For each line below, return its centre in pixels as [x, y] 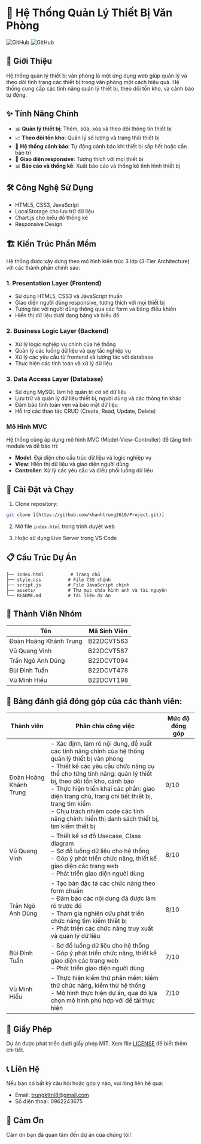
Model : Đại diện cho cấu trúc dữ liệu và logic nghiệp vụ [83, 458]
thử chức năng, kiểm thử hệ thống [98, 985]
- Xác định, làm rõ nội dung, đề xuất [101, 743]
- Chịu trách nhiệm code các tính [97, 811]
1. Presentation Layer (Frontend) [54, 284]
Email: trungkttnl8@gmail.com [52, 1095]
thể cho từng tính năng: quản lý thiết [101, 773]
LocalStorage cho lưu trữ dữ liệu [54, 211]
